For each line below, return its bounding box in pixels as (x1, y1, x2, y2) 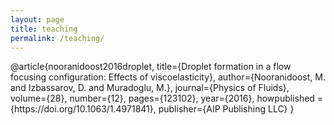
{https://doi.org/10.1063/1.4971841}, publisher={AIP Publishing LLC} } (10, 103, 295, 115)
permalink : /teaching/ (10, 33, 105, 43)
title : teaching (10, 24, 78, 34)
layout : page (10, 14, 65, 25)
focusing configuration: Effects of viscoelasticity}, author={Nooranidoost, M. (10, 71, 326, 83)
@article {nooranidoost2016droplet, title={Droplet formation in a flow (10, 61, 292, 73)
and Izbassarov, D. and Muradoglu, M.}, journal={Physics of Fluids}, (10, 82, 290, 94)
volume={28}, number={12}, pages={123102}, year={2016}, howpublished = (10, 92, 324, 105)
